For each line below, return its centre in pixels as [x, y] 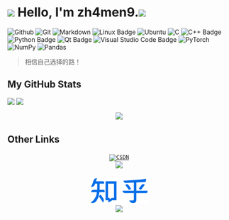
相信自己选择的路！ [53, 62]
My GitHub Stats [44, 85]
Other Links [34, 139]
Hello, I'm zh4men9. [78, 12]
